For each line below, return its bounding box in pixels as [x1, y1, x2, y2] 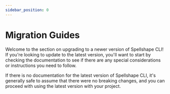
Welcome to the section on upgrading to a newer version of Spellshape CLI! [5, 46, 164, 52]
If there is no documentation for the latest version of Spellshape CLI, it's [5, 72, 156, 78]
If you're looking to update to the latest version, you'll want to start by [5, 51, 151, 57]
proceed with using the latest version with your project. [5, 83, 121, 89]
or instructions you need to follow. [5, 62, 77, 69]
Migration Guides [5, 29, 80, 41]
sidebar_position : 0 [5, 7, 49, 13]
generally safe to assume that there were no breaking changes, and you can [5, 77, 165, 84]
